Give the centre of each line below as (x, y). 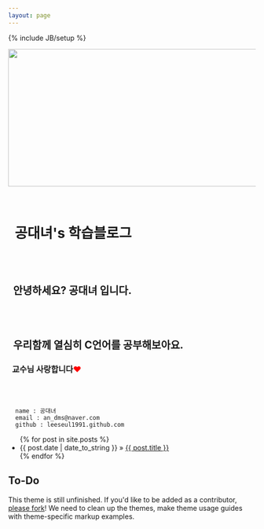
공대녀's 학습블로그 (73, 233)
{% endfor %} (42, 456)
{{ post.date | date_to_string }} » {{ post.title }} (94, 448)
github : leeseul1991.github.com (70, 425)
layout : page (29, 15)
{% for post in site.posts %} (64, 439)
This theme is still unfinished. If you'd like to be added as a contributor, (123, 499)
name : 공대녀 (36, 411)
